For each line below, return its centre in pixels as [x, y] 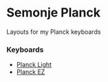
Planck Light [34, 65]
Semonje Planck [54, 13]
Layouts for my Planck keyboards [54, 32]
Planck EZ [31, 72]
